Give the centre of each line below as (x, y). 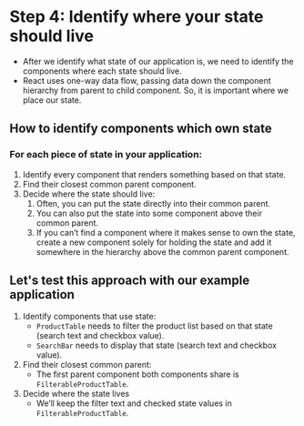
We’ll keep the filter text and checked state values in (134, 403)
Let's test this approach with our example (130, 281)
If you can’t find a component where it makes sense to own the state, (166, 232)
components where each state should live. (102, 71)
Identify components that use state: (89, 317)
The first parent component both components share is (137, 374)
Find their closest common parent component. (110, 184)
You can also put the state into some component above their (149, 213)
